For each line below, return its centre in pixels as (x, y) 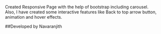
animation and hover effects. (33, 17)
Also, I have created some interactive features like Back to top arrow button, (81, 12)
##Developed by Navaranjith (33, 26)
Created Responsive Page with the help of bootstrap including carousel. (77, 7)
